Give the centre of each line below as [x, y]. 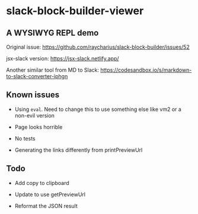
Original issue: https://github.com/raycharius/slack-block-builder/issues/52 [98, 47]
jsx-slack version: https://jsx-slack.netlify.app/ [63, 58]
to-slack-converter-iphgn [37, 76]
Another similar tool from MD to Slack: [53, 70]
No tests [25, 138]
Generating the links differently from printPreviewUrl [79, 150]
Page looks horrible [39, 127]
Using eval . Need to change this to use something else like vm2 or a [98, 109]
